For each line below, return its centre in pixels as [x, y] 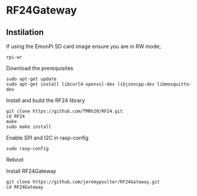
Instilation [25, 32]
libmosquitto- [175, 84]
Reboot [15, 160]
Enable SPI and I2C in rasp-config [47, 138]
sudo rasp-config [28, 149]
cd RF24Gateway [25, 187]
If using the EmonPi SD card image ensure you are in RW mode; [84, 46]
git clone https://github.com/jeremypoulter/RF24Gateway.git [83, 182]
